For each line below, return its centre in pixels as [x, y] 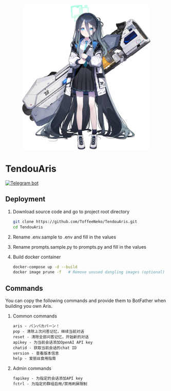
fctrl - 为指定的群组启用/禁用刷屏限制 [50, 384]
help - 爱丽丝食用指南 [34, 359]
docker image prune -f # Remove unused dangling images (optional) [89, 272]
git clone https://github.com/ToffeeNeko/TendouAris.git [75, 221]
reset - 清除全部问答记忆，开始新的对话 [51, 337]
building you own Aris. [29, 306]
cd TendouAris [28, 227]
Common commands [35, 316]
